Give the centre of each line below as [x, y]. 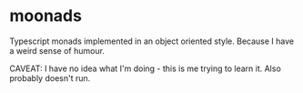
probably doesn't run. [50, 77]
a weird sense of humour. [57, 50]
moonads [45, 16]
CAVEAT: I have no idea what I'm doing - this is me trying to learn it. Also [146, 68]
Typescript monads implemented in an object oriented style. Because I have [151, 41]
